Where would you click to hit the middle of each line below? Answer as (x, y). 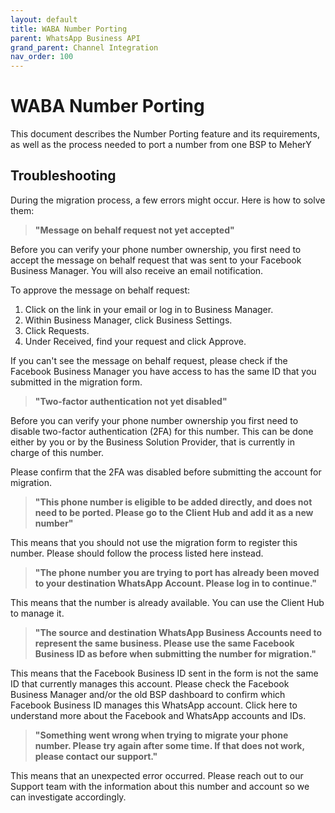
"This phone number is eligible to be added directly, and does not (173, 502)
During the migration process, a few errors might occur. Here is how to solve (168, 200)
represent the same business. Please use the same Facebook (164, 643)
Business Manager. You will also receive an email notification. (137, 270)
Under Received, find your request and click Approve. (135, 341)
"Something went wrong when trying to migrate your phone (161, 735)
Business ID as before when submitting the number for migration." (175, 653)
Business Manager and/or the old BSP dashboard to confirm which (148, 694)
